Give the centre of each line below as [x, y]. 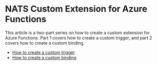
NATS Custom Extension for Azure [76, 9]
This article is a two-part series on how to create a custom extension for [78, 32]
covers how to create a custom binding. [45, 43]
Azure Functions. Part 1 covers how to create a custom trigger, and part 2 [78, 38]
